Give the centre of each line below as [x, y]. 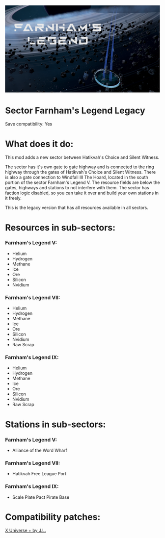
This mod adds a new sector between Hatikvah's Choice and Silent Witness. [82, 157]
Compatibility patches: [53, 517]
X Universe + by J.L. [26, 531]
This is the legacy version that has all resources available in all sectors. [77, 208]
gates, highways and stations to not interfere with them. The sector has [77, 188]
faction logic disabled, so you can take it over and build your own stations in [82, 193]
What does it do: [39, 144]
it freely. [14, 198]
